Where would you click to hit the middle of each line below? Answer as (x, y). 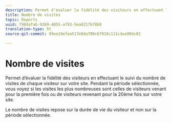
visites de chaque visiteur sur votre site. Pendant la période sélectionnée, (83, 83)
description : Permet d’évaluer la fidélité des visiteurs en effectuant (84, 10)
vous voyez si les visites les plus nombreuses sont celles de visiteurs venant (86, 89)
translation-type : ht (28, 29)
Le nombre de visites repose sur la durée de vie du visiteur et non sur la (81, 109)
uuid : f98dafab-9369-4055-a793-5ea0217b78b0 (53, 24)
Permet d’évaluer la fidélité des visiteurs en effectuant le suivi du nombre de (85, 78)
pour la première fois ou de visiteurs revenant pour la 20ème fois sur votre (84, 94)
